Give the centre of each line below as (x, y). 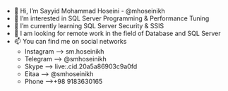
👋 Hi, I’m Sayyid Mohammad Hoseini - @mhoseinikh (90, 11)
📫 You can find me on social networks (70, 41)
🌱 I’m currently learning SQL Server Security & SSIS (89, 26)
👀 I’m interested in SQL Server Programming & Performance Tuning (112, 18)
